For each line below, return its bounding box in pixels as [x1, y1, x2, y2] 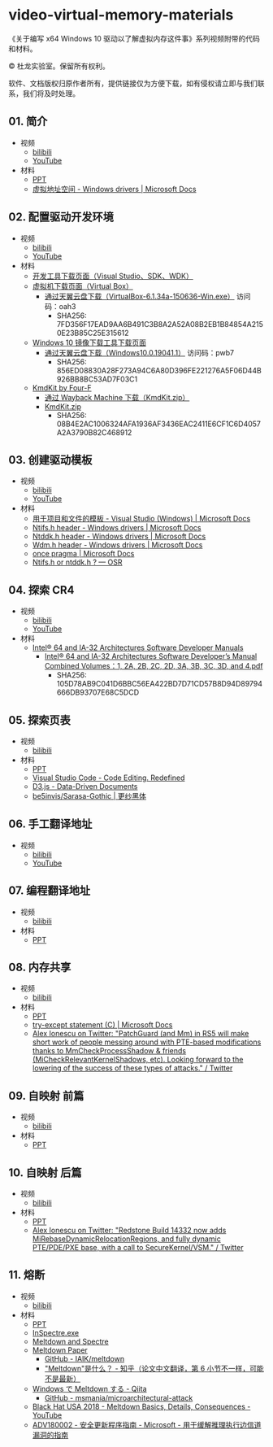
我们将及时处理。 [22, 88, 80, 98]
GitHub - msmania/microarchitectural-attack [44, 1393, 193, 1402]
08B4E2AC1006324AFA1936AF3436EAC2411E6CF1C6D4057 [56, 419, 262, 429]
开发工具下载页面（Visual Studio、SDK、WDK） [32, 271, 193, 281]
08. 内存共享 [8, 961, 71, 974]
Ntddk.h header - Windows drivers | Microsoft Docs [32, 531, 206, 542]
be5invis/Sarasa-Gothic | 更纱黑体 [32, 791, 147, 800]
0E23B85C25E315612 [56, 328, 129, 338]
